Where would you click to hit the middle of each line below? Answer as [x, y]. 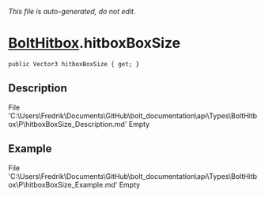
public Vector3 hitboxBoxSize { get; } [74, 64]
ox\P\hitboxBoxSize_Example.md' [63, 184]
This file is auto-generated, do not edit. [72, 11]
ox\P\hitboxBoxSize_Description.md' [68, 124]
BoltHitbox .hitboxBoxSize [95, 43]
